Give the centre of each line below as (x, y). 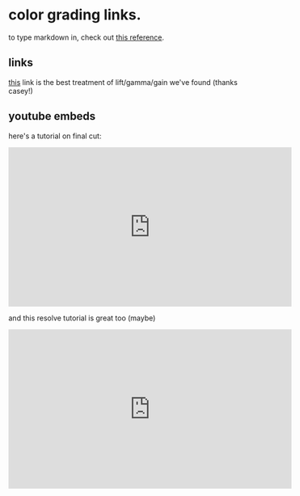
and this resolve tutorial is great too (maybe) (82, 318)
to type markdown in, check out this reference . (86, 37)
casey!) (21, 91)
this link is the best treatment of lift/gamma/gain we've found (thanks (123, 82)
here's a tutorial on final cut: (55, 136)
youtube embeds (52, 116)
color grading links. (75, 15)
